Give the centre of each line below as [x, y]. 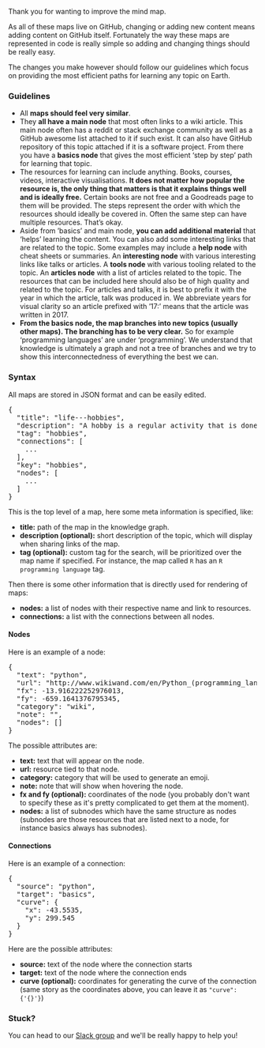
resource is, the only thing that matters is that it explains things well [133, 189]
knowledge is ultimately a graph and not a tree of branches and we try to [138, 349]
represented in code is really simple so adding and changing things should [129, 43]
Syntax [22, 377]
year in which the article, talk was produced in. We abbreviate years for [135, 298]
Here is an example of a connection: [67, 863]
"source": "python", [56, 886]
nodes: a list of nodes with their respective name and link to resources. [135, 608]
